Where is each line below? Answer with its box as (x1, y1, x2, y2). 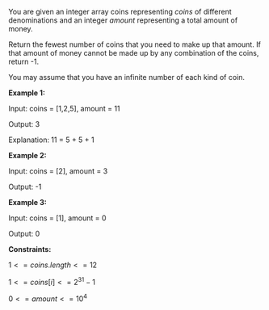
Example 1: (8, 88, 46, 98)
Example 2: (8, 151, 47, 160)
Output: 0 (8, 229, 40, 238)
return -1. (8, 57, 39, 66)
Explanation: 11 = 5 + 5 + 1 (8, 135, 95, 145)
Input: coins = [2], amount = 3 (8, 166, 108, 176)
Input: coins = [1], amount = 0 (8, 213, 107, 223)
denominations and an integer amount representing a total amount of (8, 15, 238, 25)
